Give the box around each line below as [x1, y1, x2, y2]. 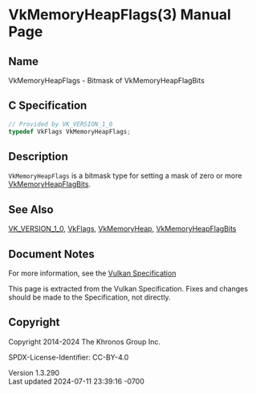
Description [8, 150, 68, 163]
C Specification [8, 98, 87, 113]
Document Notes [8, 247, 95, 261]
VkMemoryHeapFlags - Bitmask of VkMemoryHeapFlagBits [8, 76, 205, 85]
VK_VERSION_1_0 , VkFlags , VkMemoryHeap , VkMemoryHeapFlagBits [8, 224, 237, 234]
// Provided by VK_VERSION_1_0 [8, 120, 113, 128]
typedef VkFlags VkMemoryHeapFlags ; [8, 127, 131, 135]
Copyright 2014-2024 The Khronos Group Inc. [8, 336, 161, 346]
